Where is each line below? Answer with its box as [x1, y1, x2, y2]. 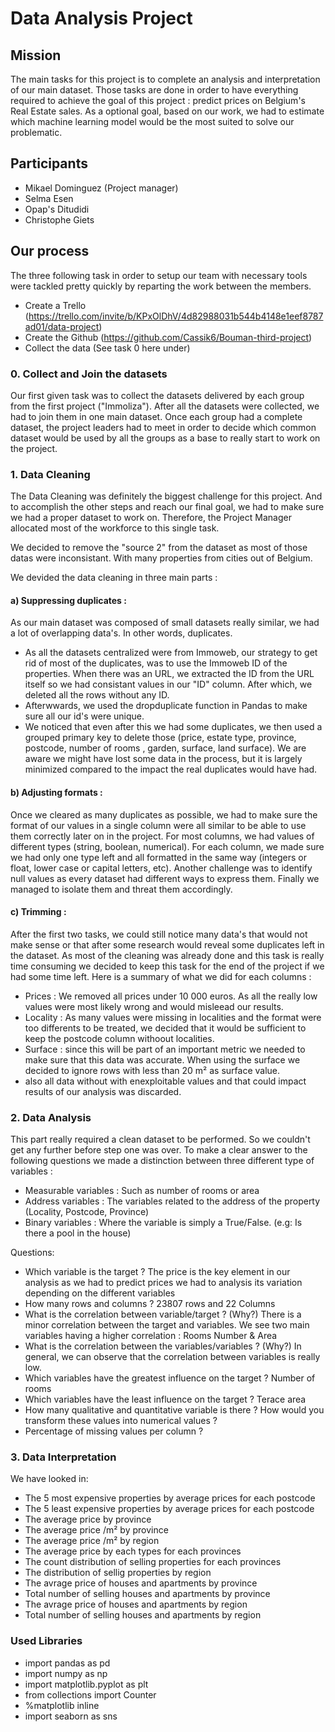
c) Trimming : [10, 906, 67, 918]
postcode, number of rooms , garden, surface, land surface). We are [24, 742, 307, 754]
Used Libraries [10, 1634, 83, 1648]
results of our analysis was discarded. [24, 1085, 182, 1097]
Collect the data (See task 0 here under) [24, 342, 191, 354]
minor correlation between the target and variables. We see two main [24, 1319, 310, 1331]
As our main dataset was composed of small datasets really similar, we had [10, 617, 320, 629]
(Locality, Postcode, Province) [24, 1206, 149, 1218]
